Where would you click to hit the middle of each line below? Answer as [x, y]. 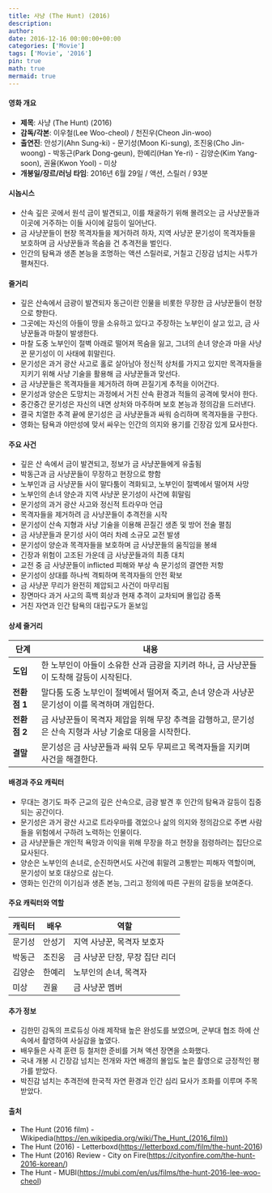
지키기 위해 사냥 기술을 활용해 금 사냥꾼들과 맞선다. [100, 374]
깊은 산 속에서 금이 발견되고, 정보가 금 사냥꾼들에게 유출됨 [111, 464]
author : [21, 31]
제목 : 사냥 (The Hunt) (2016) [66, 122]
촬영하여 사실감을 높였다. [81, 1041]
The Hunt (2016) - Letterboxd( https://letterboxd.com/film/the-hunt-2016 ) [141, 1147]
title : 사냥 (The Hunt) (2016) [59, 16]
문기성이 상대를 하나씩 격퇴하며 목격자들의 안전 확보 [101, 575]
